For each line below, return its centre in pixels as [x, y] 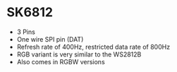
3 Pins [26, 32]
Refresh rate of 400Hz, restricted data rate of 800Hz [93, 47]
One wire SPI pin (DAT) [50, 39]
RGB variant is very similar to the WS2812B [79, 54]
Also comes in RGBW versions [61, 61]
